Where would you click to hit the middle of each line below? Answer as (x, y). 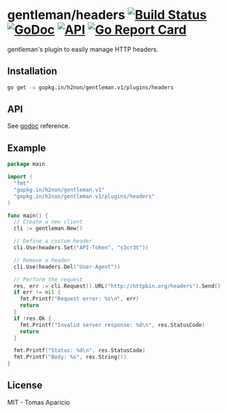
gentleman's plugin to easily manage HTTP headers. (83, 49)
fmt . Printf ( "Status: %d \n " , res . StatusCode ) (80, 351)
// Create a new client (48, 222)
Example (27, 148)
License (25, 385)
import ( (20, 177)
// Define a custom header (53, 241)
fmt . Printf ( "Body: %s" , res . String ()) (70, 357)
